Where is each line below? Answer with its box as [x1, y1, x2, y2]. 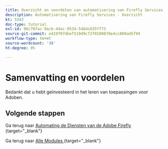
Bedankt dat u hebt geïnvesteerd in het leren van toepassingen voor [5, 89, 149, 95]
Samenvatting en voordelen [5, 72, 125, 83]
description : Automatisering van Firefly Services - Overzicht [5, 12, 143, 17]
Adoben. [5, 94, 23, 100]
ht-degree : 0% [5, 45, 36, 51]
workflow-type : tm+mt [5, 36, 52, 41]
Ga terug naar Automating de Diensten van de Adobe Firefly [5, 122, 131, 129]
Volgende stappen [5, 109, 65, 117]
